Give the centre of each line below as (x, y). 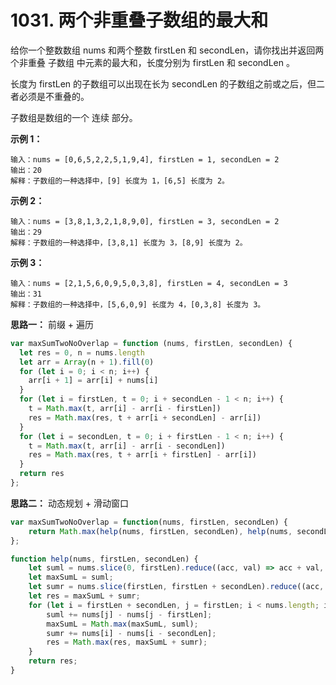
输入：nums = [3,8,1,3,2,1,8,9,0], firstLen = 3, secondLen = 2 (145, 221)
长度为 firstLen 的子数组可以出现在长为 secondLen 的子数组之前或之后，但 (163, 83)
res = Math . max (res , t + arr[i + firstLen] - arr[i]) (142, 455)
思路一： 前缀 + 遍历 (52, 324)
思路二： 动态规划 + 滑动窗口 (70, 503)
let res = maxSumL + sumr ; (84, 596)
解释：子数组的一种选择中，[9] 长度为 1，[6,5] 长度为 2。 (120, 181)
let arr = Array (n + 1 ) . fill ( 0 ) (87, 362)
